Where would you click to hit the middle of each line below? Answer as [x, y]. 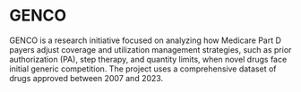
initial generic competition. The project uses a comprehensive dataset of [143, 69]
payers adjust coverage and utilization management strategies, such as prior [150, 49]
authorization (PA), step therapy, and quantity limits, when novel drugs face [148, 59]
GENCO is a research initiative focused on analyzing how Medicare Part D [146, 40]
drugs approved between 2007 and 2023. [86, 78]
